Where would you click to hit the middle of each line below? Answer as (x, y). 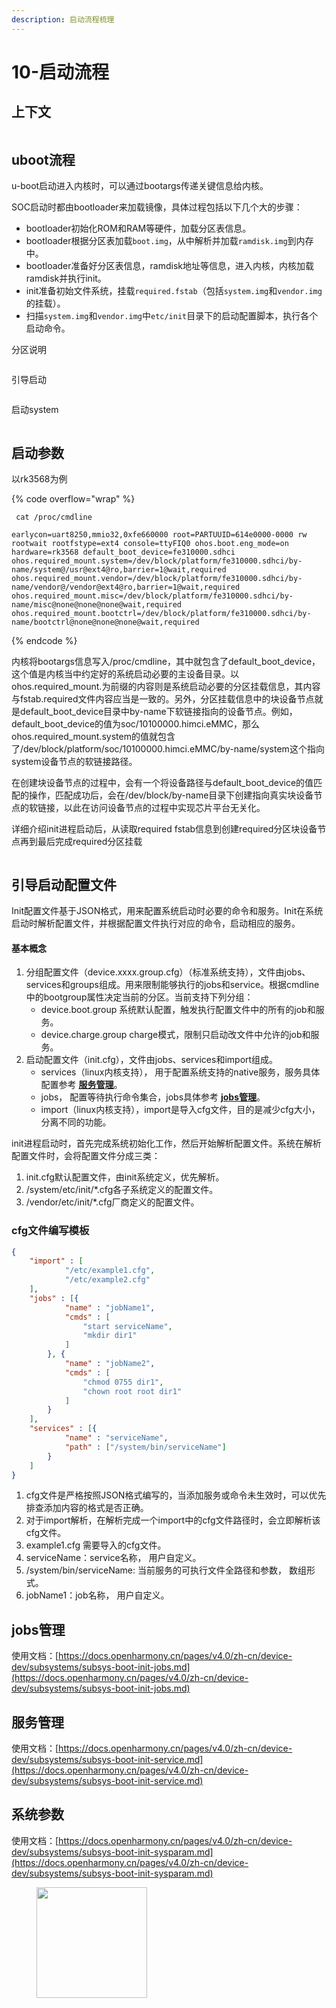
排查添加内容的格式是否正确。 (87, 1508)
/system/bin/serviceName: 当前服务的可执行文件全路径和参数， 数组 (166, 1570)
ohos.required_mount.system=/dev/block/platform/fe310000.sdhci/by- (157, 561)
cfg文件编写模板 (50, 1231)
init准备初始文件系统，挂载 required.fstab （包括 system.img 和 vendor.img (174, 291)
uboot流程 (43, 160)
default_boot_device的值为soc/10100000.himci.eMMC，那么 (135, 724)
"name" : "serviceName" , (116, 1438)
